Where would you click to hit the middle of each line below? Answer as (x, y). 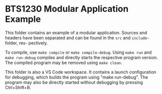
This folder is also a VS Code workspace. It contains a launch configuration (81, 72)
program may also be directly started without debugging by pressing (74, 82)
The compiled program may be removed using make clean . (64, 63)
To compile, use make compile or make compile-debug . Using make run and (79, 52)
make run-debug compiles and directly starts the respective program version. (81, 57)
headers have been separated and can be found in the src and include (76, 38)
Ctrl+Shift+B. (18, 87)
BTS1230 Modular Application (67, 9)
